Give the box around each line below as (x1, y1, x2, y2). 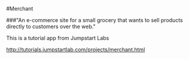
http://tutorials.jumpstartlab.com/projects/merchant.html (6, 46, 145, 53)
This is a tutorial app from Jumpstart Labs (6, 35, 109, 41)
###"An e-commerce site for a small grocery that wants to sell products (6, 17, 184, 23)
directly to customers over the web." (6, 23, 96, 30)
